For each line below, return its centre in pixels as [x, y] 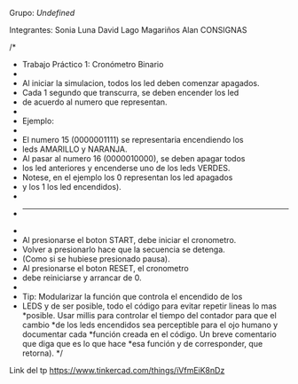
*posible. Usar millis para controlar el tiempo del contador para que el [149, 315]
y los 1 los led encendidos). [71, 187]
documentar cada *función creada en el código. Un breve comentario [149, 334]
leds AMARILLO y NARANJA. [74, 149]
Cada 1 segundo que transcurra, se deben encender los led [130, 93]
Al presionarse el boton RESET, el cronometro [105, 268]
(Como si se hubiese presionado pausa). [96, 259]
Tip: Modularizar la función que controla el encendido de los [132, 297]
